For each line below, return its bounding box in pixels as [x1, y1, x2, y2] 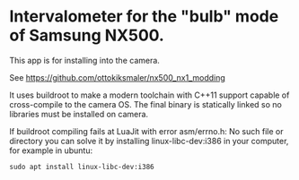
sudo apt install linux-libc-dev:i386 [9, 162, 154, 171]
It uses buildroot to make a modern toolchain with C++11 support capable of [9, 90, 290, 100]
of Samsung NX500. [9, 25, 164, 46]
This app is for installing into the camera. [9, 55, 160, 65]
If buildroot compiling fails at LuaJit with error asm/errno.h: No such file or [9, 125, 284, 136]
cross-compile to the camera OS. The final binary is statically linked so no [9, 99, 283, 109]
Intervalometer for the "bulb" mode [9, 6, 279, 27]
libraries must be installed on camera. [9, 108, 149, 119]
